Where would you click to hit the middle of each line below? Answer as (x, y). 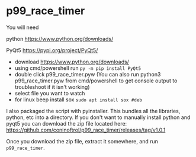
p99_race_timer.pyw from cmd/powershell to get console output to (96, 81)
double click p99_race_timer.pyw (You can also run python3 (88, 74)
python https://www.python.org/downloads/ (60, 39)
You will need (23, 27)
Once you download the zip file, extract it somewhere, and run (82, 141)
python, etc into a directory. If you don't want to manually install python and (98, 117)
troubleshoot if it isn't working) (52, 86)
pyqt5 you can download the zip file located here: (67, 123)
